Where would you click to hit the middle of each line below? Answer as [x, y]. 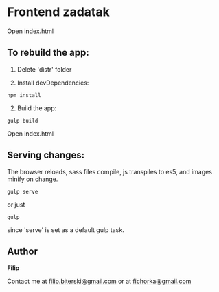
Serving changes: [46, 155]
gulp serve [23, 191]
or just [16, 205]
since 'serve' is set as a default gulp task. [66, 230]
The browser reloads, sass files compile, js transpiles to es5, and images [110, 171]
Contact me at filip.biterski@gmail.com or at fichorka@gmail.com [99, 281]
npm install [24, 95]
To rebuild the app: [48, 53]
